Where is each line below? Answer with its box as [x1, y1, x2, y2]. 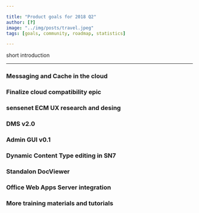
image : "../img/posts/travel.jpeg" [6, 25, 94, 31]
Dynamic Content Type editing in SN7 [6, 151, 117, 160]
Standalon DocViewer [6, 167, 70, 175]
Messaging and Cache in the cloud [6, 72, 108, 80]
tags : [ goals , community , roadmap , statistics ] [6, 30, 126, 36]
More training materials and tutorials [6, 199, 114, 207]
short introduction [6, 51, 50, 59]
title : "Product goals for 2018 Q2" [6, 14, 97, 20]
